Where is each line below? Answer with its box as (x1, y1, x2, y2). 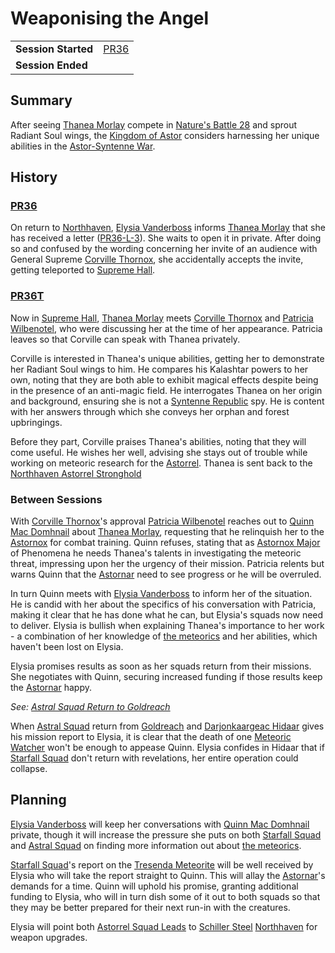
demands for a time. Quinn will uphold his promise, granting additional (10, 880, 299, 892)
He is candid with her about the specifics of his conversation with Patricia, (10, 598, 317, 611)
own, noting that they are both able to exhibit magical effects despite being (10, 373, 319, 386)
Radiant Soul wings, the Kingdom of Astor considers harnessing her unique (10, 129, 320, 141)
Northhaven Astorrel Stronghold (10, 467, 142, 479)
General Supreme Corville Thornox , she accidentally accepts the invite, (10, 253, 304, 266)
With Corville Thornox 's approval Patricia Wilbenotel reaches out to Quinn (10, 515, 315, 527)
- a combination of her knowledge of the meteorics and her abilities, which (10, 630, 318, 642)
